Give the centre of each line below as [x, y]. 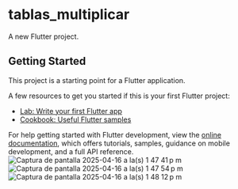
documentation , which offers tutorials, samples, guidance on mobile [119, 143]
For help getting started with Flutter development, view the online [115, 134]
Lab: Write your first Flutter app [71, 111]
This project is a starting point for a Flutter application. [97, 80]
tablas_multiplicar [69, 15]
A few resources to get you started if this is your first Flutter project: [119, 96]
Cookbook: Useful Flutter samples [75, 119]
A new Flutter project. [44, 36]
